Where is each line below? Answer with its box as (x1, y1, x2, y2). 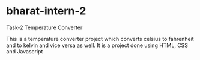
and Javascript (6, 48, 43, 55)
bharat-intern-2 (6, 4, 86, 18)
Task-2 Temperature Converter (6, 24, 83, 31)
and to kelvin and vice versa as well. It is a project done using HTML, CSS (6, 42, 188, 49)
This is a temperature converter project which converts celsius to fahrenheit (6, 35, 194, 42)
